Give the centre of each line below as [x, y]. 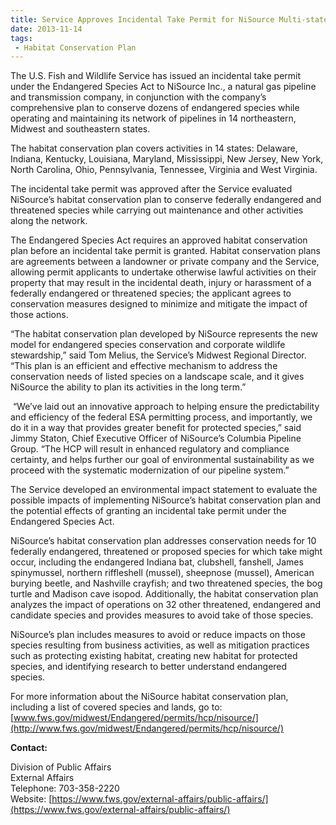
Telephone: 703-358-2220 [65, 788]
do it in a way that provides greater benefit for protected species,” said [156, 428]
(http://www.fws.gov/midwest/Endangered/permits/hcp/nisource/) [147, 728]
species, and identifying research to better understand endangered [149, 667]
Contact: [29, 748]
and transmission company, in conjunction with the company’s [138, 97]
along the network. [49, 221]
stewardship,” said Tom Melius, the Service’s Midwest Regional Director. [158, 355]
